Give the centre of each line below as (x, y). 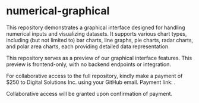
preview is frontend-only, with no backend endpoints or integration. (89, 64)
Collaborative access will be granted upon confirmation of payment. (89, 93)
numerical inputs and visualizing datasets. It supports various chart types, (97, 33)
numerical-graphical (58, 11)
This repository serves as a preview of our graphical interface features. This (99, 58)
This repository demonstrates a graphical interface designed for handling (96, 27)
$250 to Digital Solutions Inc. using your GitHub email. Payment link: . (91, 82)
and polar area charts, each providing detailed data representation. (88, 46)
